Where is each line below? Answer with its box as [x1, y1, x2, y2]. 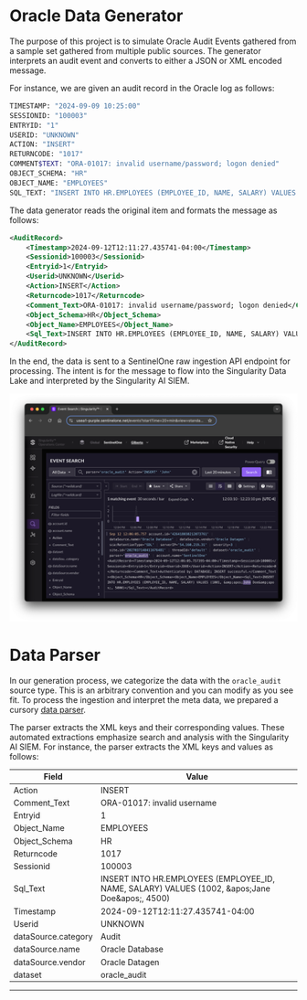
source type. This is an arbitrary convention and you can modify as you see [9, 685, 294, 696]
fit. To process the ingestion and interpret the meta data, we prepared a [9, 694, 279, 705]
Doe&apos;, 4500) [100, 893, 171, 904]
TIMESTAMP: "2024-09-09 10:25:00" [9, 101, 142, 111]
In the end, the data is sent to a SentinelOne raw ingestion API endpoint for [9, 356, 291, 367]
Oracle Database [100, 943, 164, 955]
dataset [13, 969, 43, 980]
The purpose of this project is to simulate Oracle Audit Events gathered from [9, 36, 297, 47]
